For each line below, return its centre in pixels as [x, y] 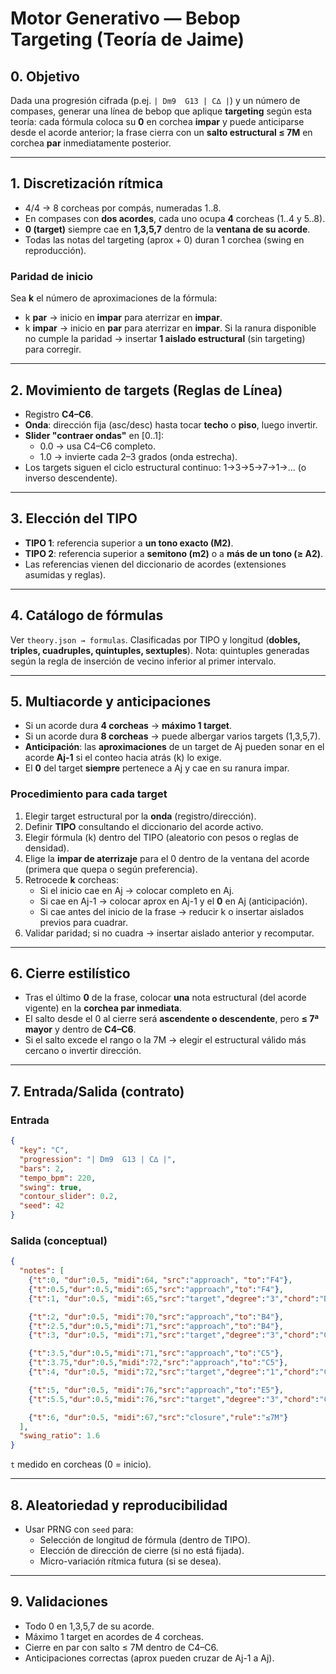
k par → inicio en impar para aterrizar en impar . [123, 318]
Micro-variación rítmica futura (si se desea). [130, 1561]
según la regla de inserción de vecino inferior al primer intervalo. [143, 661]
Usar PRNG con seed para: [79, 1529]
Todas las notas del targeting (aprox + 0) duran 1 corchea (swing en [164, 239]
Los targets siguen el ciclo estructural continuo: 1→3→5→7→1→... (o [165, 467]
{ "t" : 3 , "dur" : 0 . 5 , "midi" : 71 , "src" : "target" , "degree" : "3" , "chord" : [174, 1335]
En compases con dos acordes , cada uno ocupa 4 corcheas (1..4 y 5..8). [175, 218]
